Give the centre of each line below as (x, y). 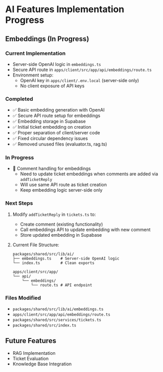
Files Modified (23, 297)
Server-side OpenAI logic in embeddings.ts (57, 64)
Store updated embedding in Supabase (61, 235)
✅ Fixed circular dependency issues (50, 138)
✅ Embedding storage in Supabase (49, 121)
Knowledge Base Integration (42, 364)
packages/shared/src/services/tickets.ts (57, 320)
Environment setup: (33, 75)
